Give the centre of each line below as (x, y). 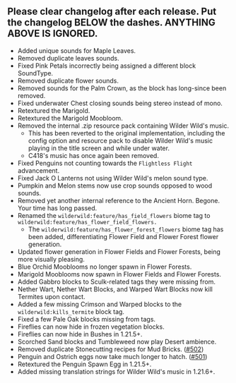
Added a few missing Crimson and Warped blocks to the (100, 304)
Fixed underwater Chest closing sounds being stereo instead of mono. (120, 103)
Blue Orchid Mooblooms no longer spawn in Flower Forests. (105, 267)
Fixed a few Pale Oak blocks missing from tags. (87, 319)
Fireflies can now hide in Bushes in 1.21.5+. (80, 334)
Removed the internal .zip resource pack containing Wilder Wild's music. (123, 126)
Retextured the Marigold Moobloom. (70, 118)
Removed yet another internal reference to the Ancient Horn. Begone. (119, 200)
